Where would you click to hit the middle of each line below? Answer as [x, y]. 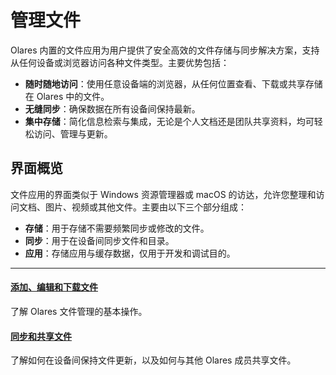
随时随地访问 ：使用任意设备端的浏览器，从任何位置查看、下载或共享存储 [173, 83]
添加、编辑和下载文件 [54, 287]
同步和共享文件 [41, 336]
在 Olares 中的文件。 [67, 96]
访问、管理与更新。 [73, 133]
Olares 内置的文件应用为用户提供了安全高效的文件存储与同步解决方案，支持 [165, 50]
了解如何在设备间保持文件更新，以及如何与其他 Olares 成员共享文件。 [153, 360]
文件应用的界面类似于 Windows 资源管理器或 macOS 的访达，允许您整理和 [163, 194]
